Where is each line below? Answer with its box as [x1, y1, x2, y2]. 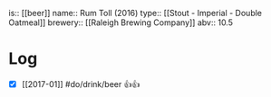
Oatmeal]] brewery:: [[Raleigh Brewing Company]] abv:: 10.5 [8, 17, 233, 28]
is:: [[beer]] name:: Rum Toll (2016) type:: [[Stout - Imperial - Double [8, 8, 263, 18]
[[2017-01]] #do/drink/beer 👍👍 [21, 78, 140, 89]
